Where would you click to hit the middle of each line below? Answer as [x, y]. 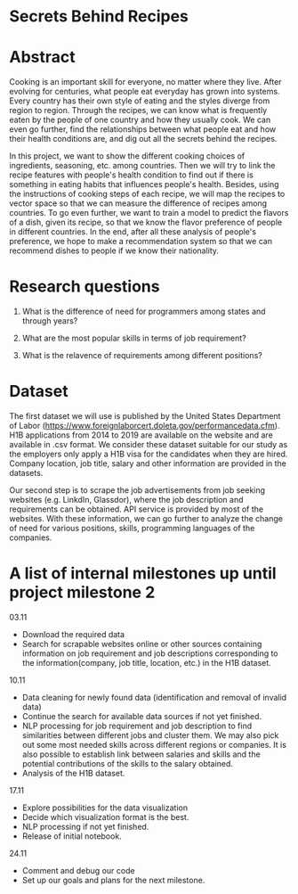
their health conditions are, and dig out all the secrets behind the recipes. [143, 139]
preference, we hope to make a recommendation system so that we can [141, 242]
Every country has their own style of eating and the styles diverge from [140, 101]
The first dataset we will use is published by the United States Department [145, 416]
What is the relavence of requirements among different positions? [142, 356]
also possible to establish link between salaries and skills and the [141, 754]
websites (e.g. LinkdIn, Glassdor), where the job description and [126, 500]
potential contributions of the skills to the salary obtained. [128, 763]
